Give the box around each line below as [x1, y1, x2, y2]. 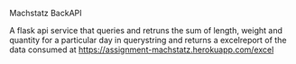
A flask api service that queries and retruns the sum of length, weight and [9, 25, 282, 35]
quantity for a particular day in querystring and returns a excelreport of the [9, 35, 287, 45]
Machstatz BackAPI [9, 8, 82, 18]
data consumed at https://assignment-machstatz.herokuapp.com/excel [9, 44, 274, 55]
